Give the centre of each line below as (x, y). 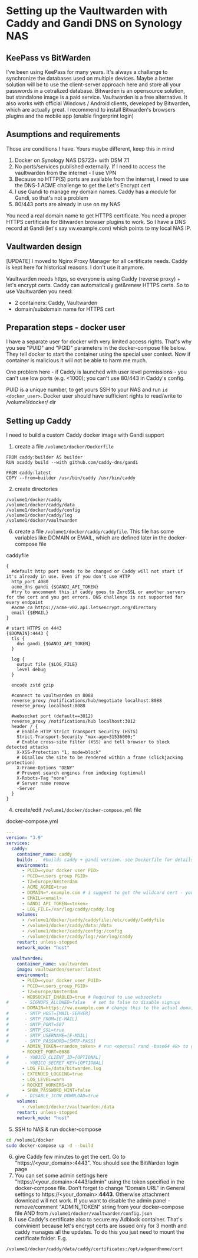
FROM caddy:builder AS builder (44, 457)
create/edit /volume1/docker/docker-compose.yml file (78, 810)
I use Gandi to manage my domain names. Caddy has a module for (95, 191)
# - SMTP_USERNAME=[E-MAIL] (47, 1035)
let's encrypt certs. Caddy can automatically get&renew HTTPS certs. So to (98, 285)
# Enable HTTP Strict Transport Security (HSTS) (77, 732)
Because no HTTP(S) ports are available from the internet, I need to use (102, 179)
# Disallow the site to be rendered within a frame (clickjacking (100, 758)
